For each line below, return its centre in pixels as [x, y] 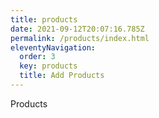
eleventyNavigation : [53, 47]
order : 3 [37, 57]
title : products [44, 19]
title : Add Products [62, 76]
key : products [48, 66]
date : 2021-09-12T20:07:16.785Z [77, 29]
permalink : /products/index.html [80, 38]
